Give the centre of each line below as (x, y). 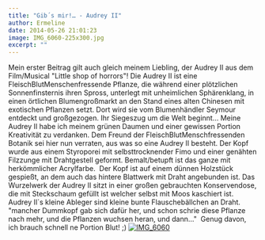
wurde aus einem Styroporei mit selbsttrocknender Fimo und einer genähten (132, 152)
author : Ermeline (37, 23)
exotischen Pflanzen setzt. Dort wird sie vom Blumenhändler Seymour (122, 110)
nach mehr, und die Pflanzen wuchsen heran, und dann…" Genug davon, (127, 219)
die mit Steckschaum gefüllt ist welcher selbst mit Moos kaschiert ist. (121, 194)
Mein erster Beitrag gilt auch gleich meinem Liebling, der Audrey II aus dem (131, 67)
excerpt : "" (28, 45)
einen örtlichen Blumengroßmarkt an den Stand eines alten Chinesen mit (127, 101)
